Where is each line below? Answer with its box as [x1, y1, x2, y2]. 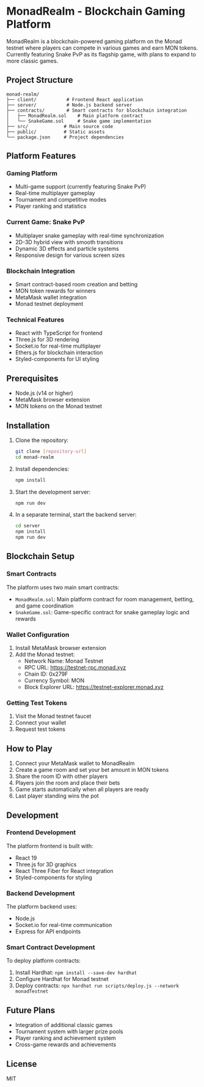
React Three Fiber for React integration [15, 867, 114, 874]
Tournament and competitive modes [15, 196, 107, 204]
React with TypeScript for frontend [15, 329, 103, 337]
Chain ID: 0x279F [24, 670, 68, 678]
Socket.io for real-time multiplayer [15, 342, 101, 350]
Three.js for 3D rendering [15, 336, 79, 343]
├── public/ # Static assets [6, 129, 105, 135]
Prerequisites [6, 373, 59, 384]
